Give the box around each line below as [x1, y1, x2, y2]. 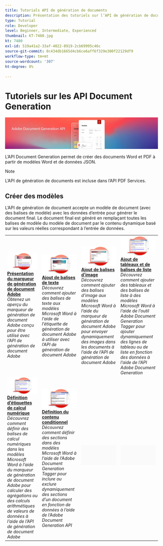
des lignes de [120, 339, 147, 345]
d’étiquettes [7, 400, 33, 406]
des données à [120, 354, 150, 360]
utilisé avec [7, 332, 30, 338]
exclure [42, 481, 57, 487]
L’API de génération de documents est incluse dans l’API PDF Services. [5, 178, 147, 184]
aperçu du [7, 301, 28, 307]
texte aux [42, 300, 61, 306]
